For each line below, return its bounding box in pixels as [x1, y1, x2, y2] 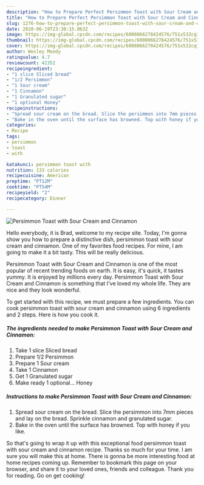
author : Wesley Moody [6, 49, 61, 55]
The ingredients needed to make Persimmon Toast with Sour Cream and [6, 325, 192, 332]
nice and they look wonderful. [6, 286, 81, 293]
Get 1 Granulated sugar [15, 372, 73, 380]
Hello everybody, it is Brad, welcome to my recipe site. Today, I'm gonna [6, 229, 187, 236]
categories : [6, 122, 36, 128]
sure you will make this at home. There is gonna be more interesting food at [6, 452, 195, 459]
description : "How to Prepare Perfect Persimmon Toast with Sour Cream [6, 9, 191, 15]
